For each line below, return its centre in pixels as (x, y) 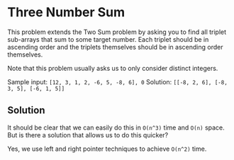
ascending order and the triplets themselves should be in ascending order (115, 47)
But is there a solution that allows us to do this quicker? (88, 135)
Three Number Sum (66, 12)
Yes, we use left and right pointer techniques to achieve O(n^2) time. (107, 149)
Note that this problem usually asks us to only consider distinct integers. (113, 68)
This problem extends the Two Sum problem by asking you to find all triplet (117, 32)
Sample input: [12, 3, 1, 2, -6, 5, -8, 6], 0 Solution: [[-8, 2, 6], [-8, (118, 81)
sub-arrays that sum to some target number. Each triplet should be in (108, 39)
